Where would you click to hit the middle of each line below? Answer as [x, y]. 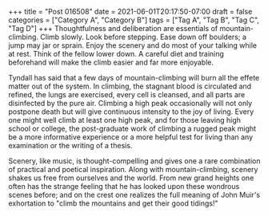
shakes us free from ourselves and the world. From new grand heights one [131, 178]
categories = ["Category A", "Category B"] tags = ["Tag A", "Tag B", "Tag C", [134, 20]
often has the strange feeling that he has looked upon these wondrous [124, 186]
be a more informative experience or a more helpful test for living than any [131, 137]
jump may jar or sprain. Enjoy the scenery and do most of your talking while [133, 45]
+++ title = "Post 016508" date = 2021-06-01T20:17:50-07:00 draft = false [130, 12]
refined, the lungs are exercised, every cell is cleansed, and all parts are [127, 94]
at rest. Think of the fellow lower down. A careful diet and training [116, 54]
